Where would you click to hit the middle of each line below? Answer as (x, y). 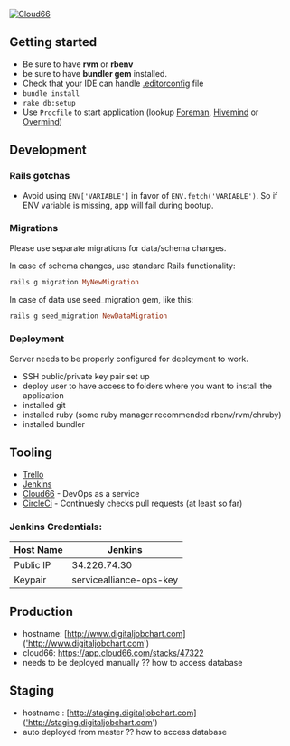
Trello (33, 474)
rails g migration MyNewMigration (75, 282)
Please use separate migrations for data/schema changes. (118, 247)
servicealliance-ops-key (125, 580)
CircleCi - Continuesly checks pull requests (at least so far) (132, 503)
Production (42, 612)
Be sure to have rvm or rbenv (78, 64)
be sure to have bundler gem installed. (94, 73)
